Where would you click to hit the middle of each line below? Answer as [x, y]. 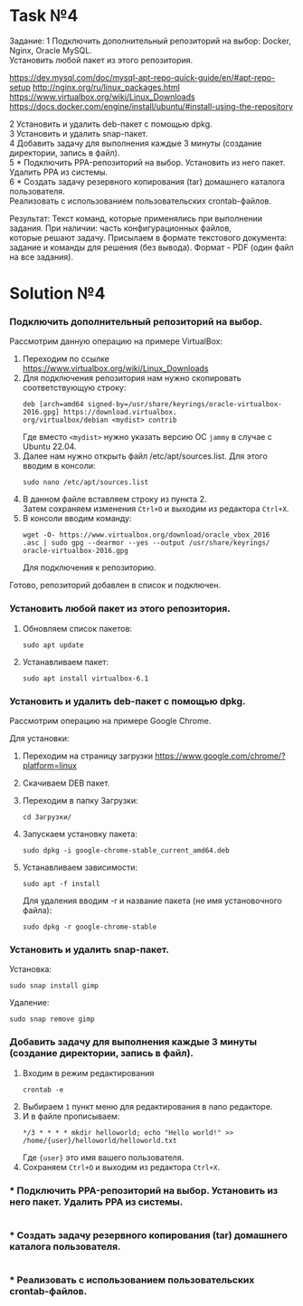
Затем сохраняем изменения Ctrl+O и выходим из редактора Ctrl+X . [156, 509]
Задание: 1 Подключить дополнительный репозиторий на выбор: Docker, [151, 41]
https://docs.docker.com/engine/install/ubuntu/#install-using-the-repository [151, 106]
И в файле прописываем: [71, 1116]
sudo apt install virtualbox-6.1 [85, 678]
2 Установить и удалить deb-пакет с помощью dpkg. [111, 124]
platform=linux [50, 766]
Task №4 [44, 16]
